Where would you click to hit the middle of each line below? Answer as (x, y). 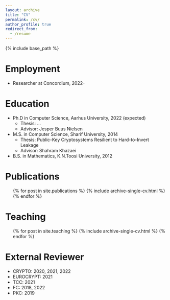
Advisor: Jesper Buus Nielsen (52, 129)
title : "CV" (18, 15)
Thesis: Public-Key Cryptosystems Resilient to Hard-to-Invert (85, 140)
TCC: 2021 (24, 282)
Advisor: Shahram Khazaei (48, 150)
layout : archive (22, 10)
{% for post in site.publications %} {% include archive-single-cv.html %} (89, 191)
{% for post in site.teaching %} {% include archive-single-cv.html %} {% (89, 231)
